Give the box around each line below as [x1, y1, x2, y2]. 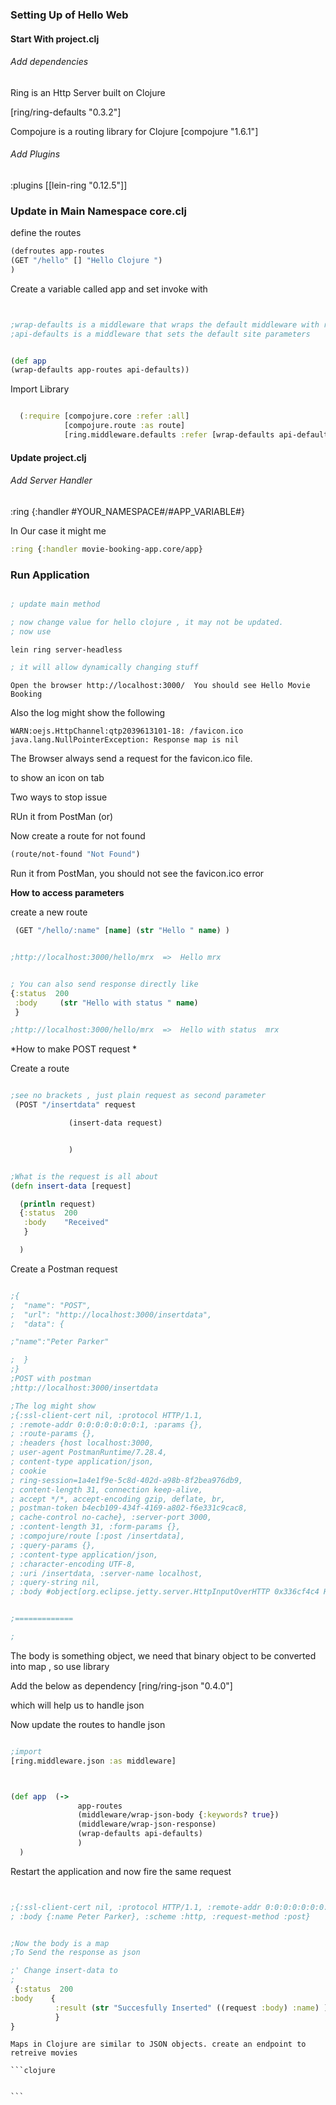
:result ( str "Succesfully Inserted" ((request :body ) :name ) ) [54, 2003, 329, 2013]
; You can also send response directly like [10, 979, 199, 989]
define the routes [10, 227, 82, 239]
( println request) [19, 1199, 97, 1209]
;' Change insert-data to [10, 1966, 118, 1976]
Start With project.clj [10, 33, 100, 45]
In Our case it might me [10, 524, 107, 537]
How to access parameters [10, 887, 125, 899]
